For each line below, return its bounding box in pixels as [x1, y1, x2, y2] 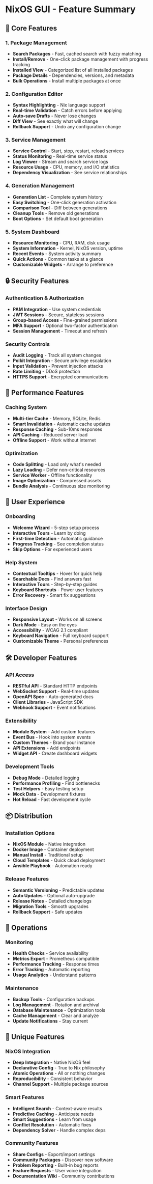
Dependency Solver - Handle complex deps [12, 1127, 106, 1133]
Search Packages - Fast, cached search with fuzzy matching [12, 50, 141, 57]
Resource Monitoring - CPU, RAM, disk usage [12, 240, 110, 246]
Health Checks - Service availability [12, 950, 89, 956]
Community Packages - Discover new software [12, 1157, 113, 1163]
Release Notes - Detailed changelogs [12, 898, 91, 904]
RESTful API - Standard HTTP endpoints [12, 683, 98, 689]
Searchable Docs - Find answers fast [12, 576, 91, 582]
